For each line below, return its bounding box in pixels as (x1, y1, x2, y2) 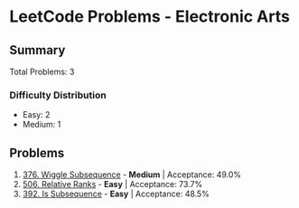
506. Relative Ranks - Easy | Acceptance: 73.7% (22, 179, 203, 190)
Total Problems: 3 (9, 66, 75, 77)
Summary (9, 43, 66, 58)
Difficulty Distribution (9, 89, 107, 101)
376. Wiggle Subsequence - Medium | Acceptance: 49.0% (22, 169, 242, 180)
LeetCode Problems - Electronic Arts (9, 6, 291, 27)
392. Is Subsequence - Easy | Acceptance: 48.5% (22, 188, 210, 200)
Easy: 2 (22, 109, 51, 120)
